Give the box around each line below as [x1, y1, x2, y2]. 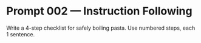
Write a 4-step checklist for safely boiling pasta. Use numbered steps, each [6, 24, 196, 31]
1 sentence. [6, 30, 35, 38]
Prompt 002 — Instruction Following [6, 4, 192, 18]
